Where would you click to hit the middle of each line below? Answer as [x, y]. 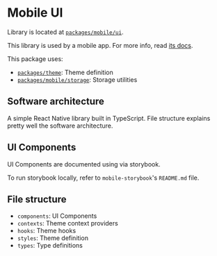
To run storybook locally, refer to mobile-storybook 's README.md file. [103, 178]
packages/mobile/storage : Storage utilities [77, 79]
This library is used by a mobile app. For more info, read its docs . [100, 45]
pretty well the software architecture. [60, 126]
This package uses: [35, 59]
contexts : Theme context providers [67, 223]
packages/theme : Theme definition [65, 72]
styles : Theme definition [53, 238]
